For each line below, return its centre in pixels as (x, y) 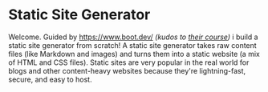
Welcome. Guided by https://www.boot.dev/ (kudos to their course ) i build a (133, 37)
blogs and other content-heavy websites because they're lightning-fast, (127, 70)
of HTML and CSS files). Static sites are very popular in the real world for (129, 62)
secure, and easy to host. (50, 79)
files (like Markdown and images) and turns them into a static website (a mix (134, 54)
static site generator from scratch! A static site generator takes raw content (132, 45)
